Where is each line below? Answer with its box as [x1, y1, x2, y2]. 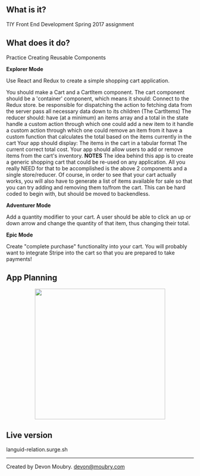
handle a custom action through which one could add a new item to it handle [6, 120, 194, 127]
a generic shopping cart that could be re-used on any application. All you [6, 158, 186, 165]
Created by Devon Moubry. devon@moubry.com [6, 463, 125, 471]
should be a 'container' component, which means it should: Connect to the [6, 95, 189, 102]
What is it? [6, 5, 46, 15]
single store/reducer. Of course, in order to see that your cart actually [6, 171, 177, 178]
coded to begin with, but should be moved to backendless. [6, 190, 151, 197]
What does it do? [6, 38, 70, 48]
